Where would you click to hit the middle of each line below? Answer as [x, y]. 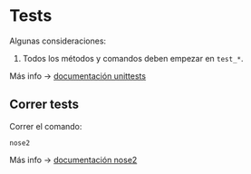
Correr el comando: [46, 126]
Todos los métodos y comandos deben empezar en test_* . [133, 58]
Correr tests [44, 105]
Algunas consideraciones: [58, 41]
